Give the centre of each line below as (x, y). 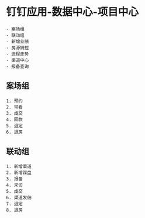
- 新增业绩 (18, 42)
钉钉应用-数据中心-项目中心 (72, 12)
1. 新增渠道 (19, 166)
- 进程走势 (18, 54)
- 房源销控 (18, 47)
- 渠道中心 (18, 60)
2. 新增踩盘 (19, 173)
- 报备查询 (18, 66)
